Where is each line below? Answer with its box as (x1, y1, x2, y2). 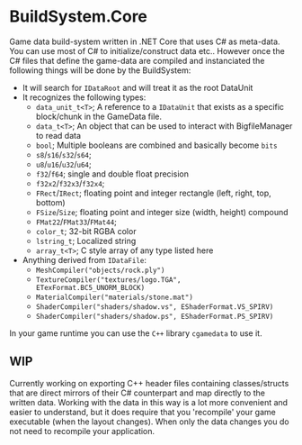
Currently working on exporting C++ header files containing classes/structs (9, 377, 289, 388)
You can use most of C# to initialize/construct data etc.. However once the (9, 45, 285, 56)
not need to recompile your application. (9, 425, 155, 436)
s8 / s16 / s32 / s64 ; (35, 149, 92, 159)
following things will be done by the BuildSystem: (9, 65, 191, 76)
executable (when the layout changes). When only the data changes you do (9, 416, 289, 427)
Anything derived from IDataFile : (22, 254, 147, 265)
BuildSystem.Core (9, 6, 148, 27)
